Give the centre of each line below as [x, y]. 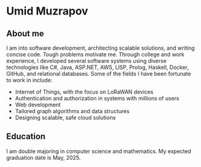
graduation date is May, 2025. [44, 157]
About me [25, 34]
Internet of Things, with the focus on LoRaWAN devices [84, 92]
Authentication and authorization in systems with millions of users [97, 98]
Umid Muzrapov [47, 11]
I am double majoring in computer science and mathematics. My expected [99, 151]
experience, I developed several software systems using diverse [86, 61]
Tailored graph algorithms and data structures [72, 111]
